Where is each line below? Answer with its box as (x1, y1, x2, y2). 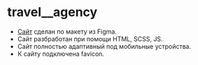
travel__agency (7, 4, 98, 20)
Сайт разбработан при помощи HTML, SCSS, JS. (17, 34, 163, 43)
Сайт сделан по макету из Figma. (17, 27, 117, 36)
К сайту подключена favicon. (17, 50, 105, 58)
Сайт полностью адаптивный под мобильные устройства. (17, 42, 192, 50)
